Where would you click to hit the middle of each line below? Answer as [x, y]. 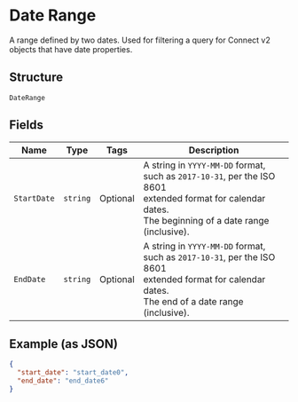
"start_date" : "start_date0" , [73, 373]
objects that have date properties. [71, 49]
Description [214, 150]
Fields [27, 125]
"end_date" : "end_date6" [63, 381]
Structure [36, 78]
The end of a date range [193, 301]
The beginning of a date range [206, 220]
